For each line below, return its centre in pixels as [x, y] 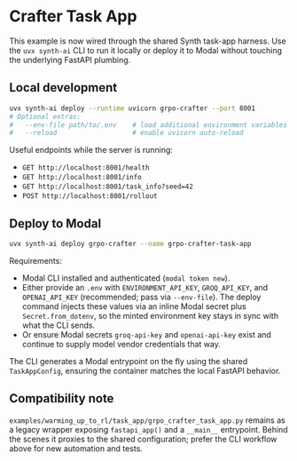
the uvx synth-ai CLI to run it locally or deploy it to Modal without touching [145, 50]
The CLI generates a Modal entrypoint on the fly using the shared [129, 361]
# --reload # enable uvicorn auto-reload [126, 133]
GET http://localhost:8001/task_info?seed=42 [107, 187]
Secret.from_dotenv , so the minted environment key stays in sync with [150, 315]
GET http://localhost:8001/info [82, 178]
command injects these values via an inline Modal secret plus [134, 306]
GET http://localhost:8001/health [86, 168]
